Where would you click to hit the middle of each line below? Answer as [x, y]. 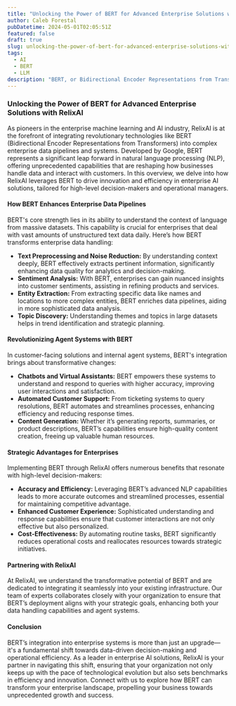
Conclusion [25, 627]
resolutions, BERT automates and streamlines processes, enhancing [116, 407]
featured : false [31, 33]
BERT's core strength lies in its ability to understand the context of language [117, 220]
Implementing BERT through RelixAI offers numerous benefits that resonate [116, 468]
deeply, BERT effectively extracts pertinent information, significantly [116, 263]
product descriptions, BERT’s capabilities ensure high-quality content [118, 429]
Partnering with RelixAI [41, 565]
